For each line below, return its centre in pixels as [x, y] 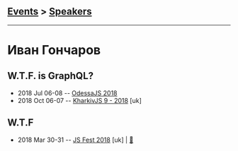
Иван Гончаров [54, 50]
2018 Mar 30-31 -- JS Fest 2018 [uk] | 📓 [75, 140]
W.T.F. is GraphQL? [51, 76]
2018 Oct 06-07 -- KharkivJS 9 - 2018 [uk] [79, 100]
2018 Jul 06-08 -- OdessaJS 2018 [67, 93]
